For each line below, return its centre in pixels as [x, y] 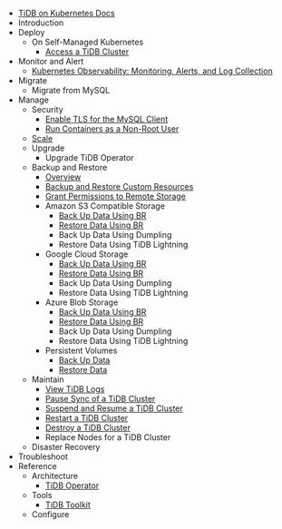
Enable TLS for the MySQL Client [107, 119]
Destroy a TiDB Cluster [88, 427]
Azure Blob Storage [82, 302]
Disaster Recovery [66, 447]
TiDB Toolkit [68, 505]
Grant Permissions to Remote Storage [115, 196]
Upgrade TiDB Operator [89, 157]
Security [47, 109]
